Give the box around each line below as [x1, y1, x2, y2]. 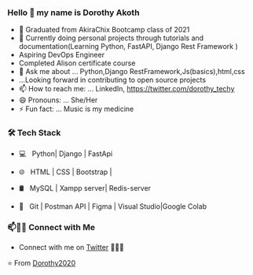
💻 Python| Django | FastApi [18, 149, 113, 158]
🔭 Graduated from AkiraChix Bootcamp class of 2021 [18, 25, 190, 35]
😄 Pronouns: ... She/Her [18, 95, 98, 105]
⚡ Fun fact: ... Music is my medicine [18, 104, 134, 113]
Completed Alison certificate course [18, 58, 136, 68]
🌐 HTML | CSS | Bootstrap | [18, 167, 112, 177]
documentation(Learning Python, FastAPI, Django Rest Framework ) [18, 42, 239, 51]
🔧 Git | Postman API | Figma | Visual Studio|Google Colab [18, 201, 207, 211]
